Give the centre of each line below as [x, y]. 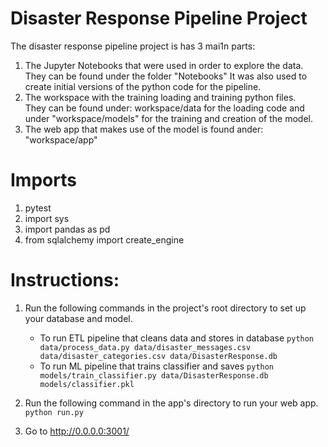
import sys [47, 218]
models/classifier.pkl [87, 384]
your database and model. [78, 318]
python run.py [54, 412]
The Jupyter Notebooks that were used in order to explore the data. [164, 65]
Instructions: [65, 280]
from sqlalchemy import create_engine [104, 239]
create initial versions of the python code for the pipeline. [143, 86]
